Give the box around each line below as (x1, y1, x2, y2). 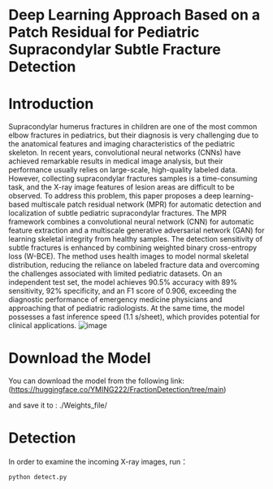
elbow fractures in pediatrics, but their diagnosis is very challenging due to (8, 130, 259, 140)
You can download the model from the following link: (8, 376, 184, 386)
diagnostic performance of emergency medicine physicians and (8, 295, 223, 304)
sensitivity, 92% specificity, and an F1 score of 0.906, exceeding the (8, 286, 237, 296)
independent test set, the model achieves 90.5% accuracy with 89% (8, 277, 238, 287)
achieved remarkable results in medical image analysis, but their (8, 156, 223, 166)
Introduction (8, 95, 94, 113)
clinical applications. (8, 321, 77, 330)
